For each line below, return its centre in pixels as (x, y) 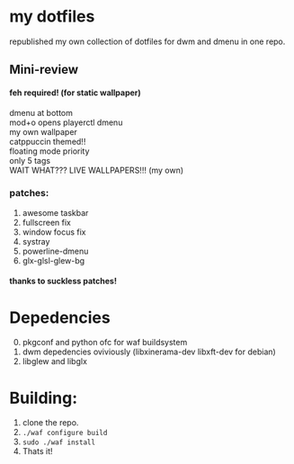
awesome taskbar (55, 212)
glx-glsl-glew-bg (53, 260)
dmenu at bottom (41, 112)
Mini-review (44, 70)
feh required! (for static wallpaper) (75, 93)
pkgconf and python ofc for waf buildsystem (105, 343)
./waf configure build (65, 433)
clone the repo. (50, 423)
